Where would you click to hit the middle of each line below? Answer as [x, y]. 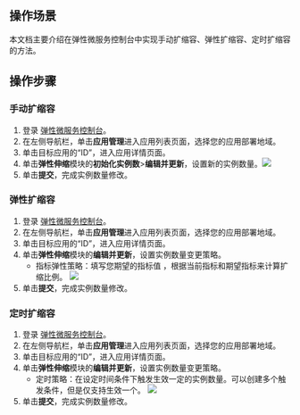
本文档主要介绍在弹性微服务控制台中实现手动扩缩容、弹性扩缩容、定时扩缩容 [150, 39]
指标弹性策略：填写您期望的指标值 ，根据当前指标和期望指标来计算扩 [162, 265]
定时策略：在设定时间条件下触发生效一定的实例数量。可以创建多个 [157, 379]
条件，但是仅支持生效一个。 [94, 390]
